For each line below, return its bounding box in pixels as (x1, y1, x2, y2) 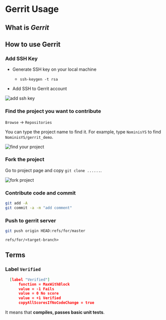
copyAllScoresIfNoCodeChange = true (18, 300, 94, 306)
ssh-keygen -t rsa (19, 77, 58, 82)
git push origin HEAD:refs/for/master (5, 228, 85, 233)
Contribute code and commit (5, 189, 76, 196)
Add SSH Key (5, 55, 38, 62)
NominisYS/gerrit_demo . (5, 134, 54, 140)
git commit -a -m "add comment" (5, 206, 72, 211)
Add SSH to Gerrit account (12, 86, 67, 92)
